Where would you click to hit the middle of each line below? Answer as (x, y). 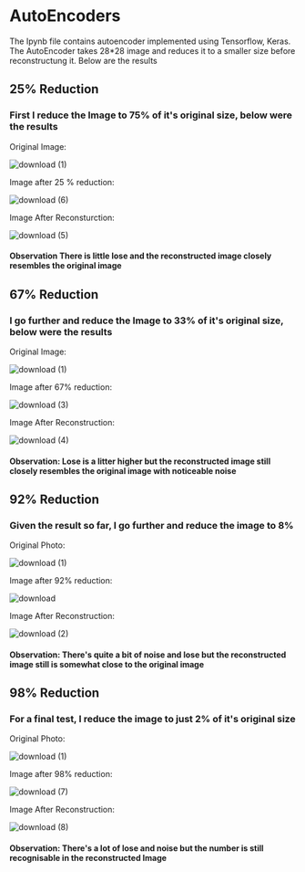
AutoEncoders (65, 16)
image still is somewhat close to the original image (107, 664)
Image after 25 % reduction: (62, 182)
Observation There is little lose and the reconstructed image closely (141, 256)
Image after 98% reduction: (61, 774)
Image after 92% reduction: (61, 581)
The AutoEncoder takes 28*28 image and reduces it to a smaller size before (152, 50)
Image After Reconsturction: (62, 217)
